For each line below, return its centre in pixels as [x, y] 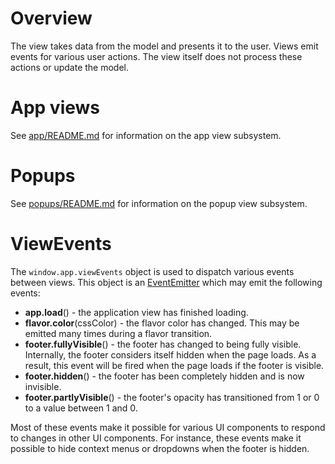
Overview [51, 18]
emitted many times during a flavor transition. [118, 333]
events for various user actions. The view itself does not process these [156, 56]
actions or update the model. [70, 67]
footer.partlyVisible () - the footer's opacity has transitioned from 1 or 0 [172, 397]
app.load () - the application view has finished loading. [136, 312]
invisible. [43, 386]
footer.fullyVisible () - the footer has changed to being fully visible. [163, 344]
